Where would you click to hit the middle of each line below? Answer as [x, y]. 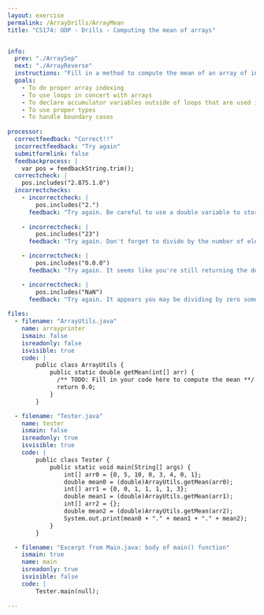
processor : [25, 132]
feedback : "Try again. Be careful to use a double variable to [134, 212]
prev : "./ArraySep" [46, 59]
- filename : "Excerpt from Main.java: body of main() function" [122, 547]
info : [16, 51]
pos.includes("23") [68, 234]
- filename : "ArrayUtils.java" [66, 321]
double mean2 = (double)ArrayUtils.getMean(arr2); [149, 511]
